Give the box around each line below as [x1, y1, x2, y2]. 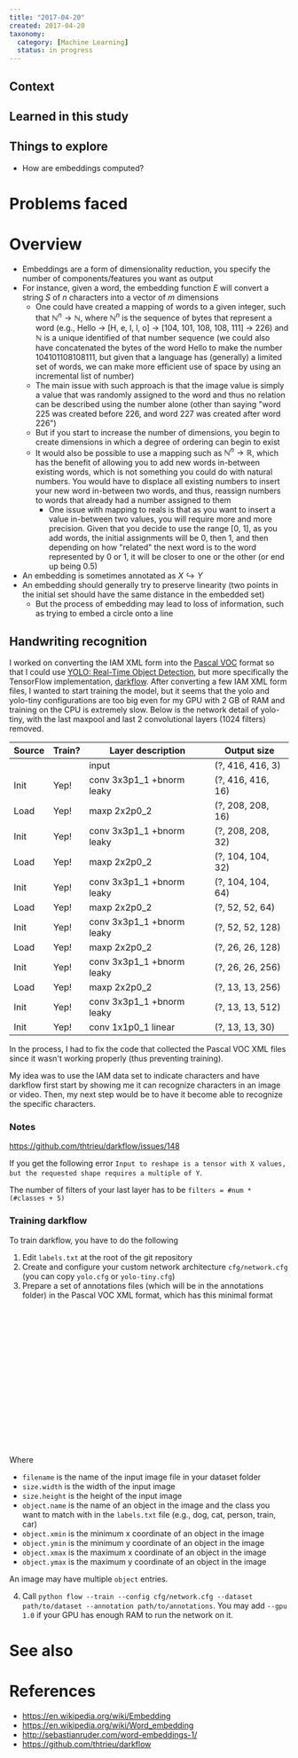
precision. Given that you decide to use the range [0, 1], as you [48, 523, 278, 534]
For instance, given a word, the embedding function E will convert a [21, 282, 269, 293]
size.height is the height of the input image [21, 1490, 183, 1501]
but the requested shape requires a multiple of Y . [9, 1167, 202, 1178]
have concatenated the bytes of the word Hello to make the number [35, 342, 283, 353]
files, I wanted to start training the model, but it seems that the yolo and [9, 685, 271, 696]
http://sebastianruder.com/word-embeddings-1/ [21, 1729, 198, 1739]
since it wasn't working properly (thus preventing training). [9, 1053, 223, 1063]
